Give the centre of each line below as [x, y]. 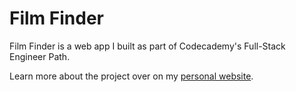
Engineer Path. [40, 56]
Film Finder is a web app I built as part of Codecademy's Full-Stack [147, 46]
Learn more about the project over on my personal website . [131, 76]
